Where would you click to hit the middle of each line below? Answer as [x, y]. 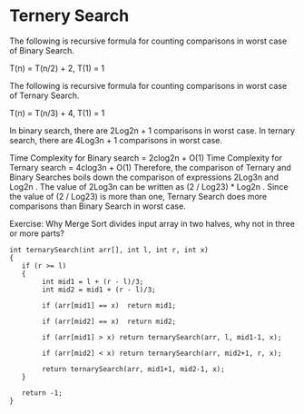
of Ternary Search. [44, 95]
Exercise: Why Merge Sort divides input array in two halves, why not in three [152, 223]
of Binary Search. [42, 50]
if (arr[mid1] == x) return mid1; [109, 305]
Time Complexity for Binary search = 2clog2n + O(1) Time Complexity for [146, 158]
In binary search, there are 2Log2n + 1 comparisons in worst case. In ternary [152, 130]
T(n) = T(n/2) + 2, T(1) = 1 [57, 68]
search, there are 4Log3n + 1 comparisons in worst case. [116, 140]
